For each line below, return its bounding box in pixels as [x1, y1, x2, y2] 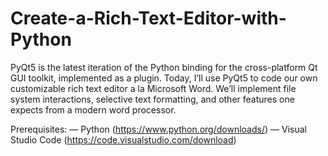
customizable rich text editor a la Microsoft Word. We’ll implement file [10, 82, 297, 94]
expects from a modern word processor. [10, 103, 177, 116]
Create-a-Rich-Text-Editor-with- [10, 7, 287, 30]
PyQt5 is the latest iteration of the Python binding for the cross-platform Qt [10, 61, 318, 73]
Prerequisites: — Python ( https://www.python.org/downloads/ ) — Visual [10, 123, 307, 135]
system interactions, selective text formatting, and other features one [10, 93, 295, 105]
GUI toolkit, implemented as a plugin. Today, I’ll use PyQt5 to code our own [10, 72, 318, 84]
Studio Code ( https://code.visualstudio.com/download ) [10, 133, 237, 146]
